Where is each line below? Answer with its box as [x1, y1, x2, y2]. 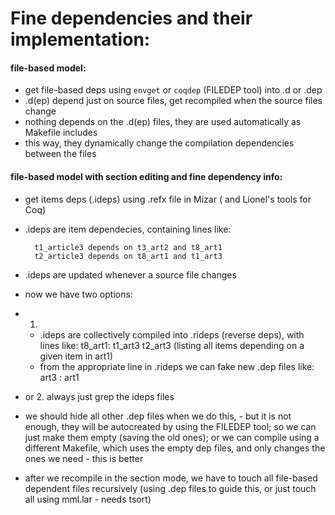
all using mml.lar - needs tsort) [24, 493, 152, 505]
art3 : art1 [39, 371, 80, 383]
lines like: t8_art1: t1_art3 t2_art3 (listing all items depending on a [39, 339, 305, 351]
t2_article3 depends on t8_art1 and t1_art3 [34, 251, 223, 261]
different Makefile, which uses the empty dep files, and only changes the [24, 442, 326, 454]
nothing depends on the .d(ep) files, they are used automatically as [24, 116, 302, 128]
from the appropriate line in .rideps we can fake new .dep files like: [39, 360, 315, 372]
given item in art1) [39, 350, 114, 362]
